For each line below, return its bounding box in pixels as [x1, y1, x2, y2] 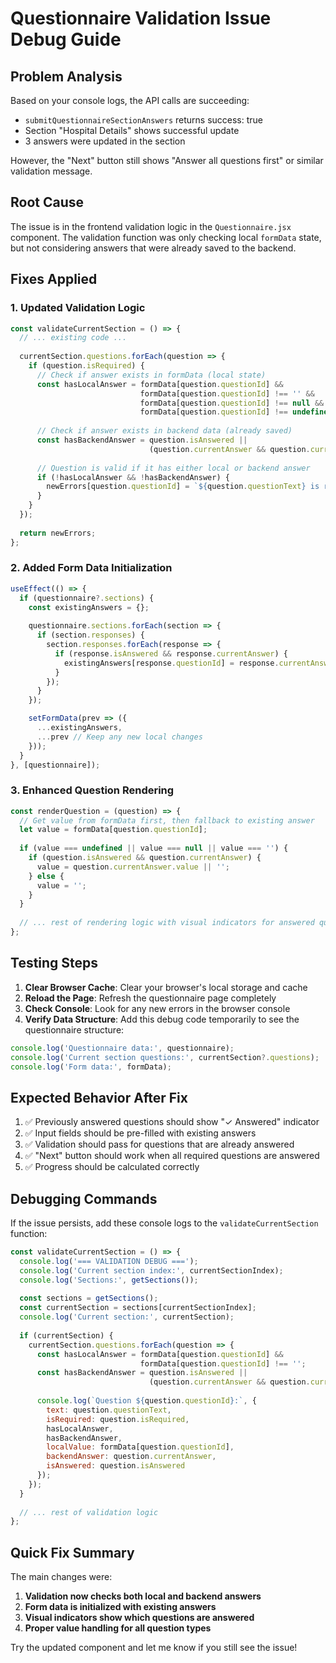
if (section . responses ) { [36, 630, 145, 641]
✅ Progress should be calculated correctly [24, 1161, 200, 1173]
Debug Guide [10, 28, 122, 51]
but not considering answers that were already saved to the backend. [10, 242, 297, 254]
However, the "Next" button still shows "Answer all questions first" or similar [10, 155, 324, 166]
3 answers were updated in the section [24, 135, 186, 147]
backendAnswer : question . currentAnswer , [46, 1452, 217, 1462]
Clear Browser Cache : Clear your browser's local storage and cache [24, 981, 308, 993]
